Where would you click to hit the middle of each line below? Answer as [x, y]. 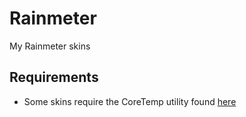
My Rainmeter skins [50, 46]
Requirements [54, 77]
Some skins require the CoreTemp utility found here [130, 101]
